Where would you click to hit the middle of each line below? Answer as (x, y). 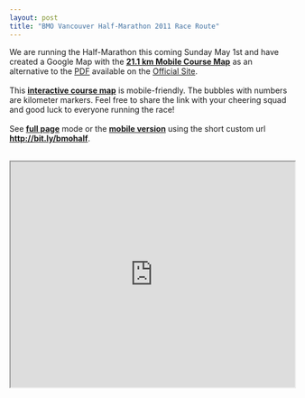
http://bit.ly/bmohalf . (50, 138)
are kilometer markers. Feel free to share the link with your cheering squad (148, 99)
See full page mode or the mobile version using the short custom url (138, 128)
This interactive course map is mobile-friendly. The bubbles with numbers (148, 90)
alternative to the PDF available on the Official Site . (104, 71)
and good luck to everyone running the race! (92, 109)
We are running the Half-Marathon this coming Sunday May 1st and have (144, 51)
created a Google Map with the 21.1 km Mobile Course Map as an (131, 61)
